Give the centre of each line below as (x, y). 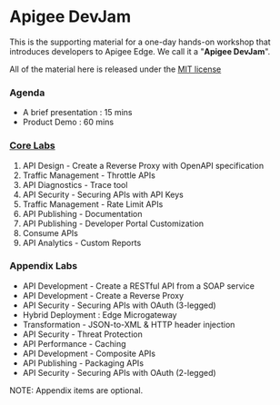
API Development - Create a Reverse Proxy (103, 295)
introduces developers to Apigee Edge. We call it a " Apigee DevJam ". (140, 51)
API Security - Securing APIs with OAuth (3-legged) (119, 305)
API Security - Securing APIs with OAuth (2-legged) (119, 372)
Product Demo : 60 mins (68, 122)
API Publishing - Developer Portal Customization (113, 223)
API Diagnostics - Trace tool (75, 184)
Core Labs (33, 145)
